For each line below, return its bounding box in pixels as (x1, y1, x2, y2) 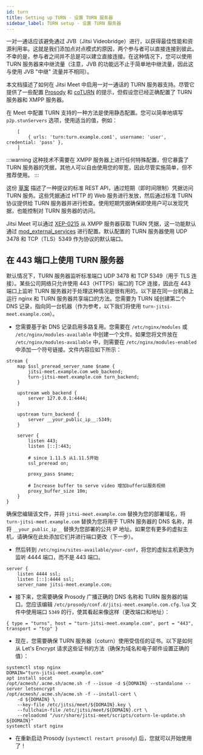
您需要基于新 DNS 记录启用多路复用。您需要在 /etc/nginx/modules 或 (15, 323, 188, 330)
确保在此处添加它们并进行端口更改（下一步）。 (22, 533, 136, 540)
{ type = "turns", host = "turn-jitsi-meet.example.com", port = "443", (6, 621, 194, 627)
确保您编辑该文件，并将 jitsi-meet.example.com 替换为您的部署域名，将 (6, 510, 186, 518)
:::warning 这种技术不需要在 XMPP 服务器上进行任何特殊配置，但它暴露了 (6, 156, 189, 164)
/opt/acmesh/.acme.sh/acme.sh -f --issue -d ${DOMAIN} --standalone (6, 681, 183, 687)
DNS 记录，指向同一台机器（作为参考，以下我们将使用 (6, 302, 141, 310)
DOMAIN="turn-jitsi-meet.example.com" (6, 670, 104, 676)
